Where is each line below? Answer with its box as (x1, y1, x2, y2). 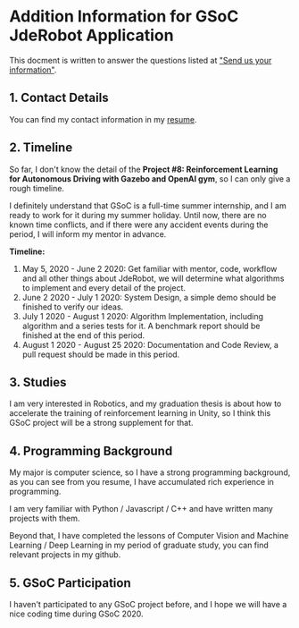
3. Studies (9, 374, 67, 390)
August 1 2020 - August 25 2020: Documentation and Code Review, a (21, 339, 279, 350)
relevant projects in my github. (9, 549, 121, 560)
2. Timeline (9, 140, 73, 156)
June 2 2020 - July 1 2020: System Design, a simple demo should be (21, 292, 277, 302)
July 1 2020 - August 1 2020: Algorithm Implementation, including (21, 310, 264, 321)
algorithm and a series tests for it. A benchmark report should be (21, 320, 261, 331)
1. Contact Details (9, 90, 109, 106)
